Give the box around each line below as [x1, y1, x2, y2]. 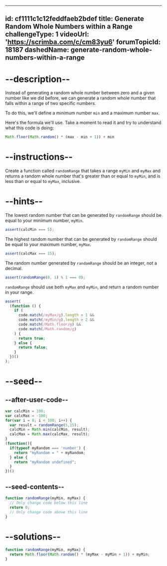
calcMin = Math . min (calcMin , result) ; [9, 427, 90, 432]
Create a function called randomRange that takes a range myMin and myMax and [5, 168, 161, 174]
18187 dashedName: [5, 46, 70, 54]
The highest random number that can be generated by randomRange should [5, 236, 157, 242]
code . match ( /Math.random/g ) [18, 326, 77, 331]
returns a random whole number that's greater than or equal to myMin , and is [5, 173, 161, 179]
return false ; [18, 345, 48, 350]
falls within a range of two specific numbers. [5, 100, 96, 106]
